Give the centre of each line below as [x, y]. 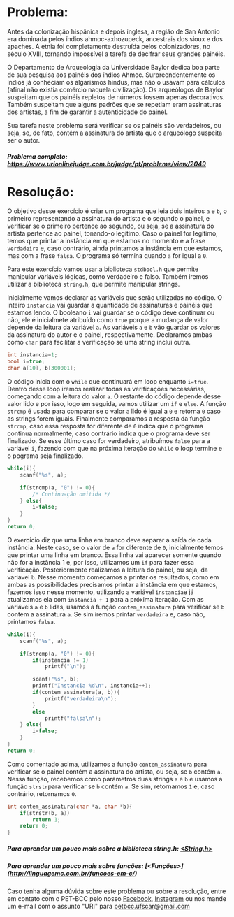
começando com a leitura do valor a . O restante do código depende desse [114, 396]
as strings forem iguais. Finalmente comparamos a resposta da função [109, 419]
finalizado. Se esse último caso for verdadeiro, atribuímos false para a [109, 441]
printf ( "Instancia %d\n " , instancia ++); [92, 686]
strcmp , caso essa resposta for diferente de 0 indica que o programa [105, 426]
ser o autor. [24, 140]
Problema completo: [37, 156]
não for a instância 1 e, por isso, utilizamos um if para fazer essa [101, 562]
